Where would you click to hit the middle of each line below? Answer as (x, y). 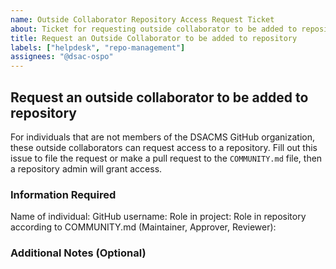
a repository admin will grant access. (86, 168)
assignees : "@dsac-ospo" (62, 57)
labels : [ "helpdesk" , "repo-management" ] (98, 47)
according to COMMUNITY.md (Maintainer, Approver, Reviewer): (143, 227)
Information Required (63, 194)
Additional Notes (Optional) (78, 253)
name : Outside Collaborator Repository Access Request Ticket (142, 19)
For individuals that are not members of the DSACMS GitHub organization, (163, 137)
